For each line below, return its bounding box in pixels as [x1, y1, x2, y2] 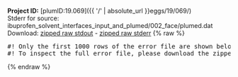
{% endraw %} [7, 63, 51, 71]
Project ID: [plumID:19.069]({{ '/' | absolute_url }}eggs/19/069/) [7, 7, 192, 15]
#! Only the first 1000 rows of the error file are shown [7, 43, 213, 50]
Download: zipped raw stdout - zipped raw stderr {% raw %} [7, 29, 186, 37]
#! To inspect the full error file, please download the [7, 50, 210, 57]
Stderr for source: [7, 14, 59, 22]
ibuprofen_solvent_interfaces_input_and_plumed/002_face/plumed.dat [7, 22, 213, 29]
